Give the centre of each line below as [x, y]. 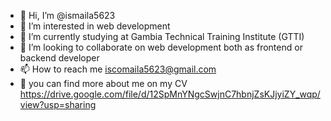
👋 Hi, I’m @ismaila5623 [67, 15]
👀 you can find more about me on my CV [103, 83]
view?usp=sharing [58, 104]
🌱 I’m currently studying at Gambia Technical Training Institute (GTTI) [162, 36]
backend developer [59, 58]
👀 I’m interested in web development [95, 26]
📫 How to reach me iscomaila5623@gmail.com [118, 69]
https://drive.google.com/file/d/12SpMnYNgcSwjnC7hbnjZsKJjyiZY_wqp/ [170, 94]
